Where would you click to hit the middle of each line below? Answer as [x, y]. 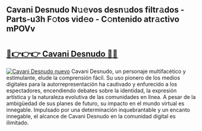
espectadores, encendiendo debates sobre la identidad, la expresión [91, 91]
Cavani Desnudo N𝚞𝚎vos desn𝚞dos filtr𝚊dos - [95, 10]
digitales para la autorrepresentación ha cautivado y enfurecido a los [92, 84]
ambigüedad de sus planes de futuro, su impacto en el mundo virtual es [96, 103]
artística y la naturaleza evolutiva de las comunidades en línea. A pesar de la [101, 97]
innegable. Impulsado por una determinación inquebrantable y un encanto [98, 110]
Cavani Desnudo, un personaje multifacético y [129, 71]
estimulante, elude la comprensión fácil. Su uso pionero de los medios [93, 78]
